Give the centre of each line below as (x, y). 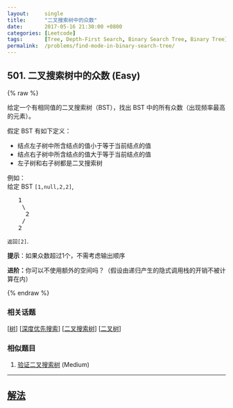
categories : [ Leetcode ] (42, 33)
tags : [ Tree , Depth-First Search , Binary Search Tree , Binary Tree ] (118, 40)
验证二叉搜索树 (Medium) (53, 365)
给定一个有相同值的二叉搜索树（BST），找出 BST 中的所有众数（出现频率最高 (116, 107)
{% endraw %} (28, 293)
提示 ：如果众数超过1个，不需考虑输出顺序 (66, 255)
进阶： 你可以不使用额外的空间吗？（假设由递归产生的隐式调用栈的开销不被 (113, 270)
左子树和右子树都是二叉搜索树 (60, 163)
